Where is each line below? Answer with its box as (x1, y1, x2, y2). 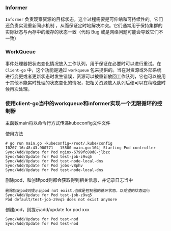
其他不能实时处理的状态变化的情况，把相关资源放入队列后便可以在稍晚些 (9, 79, 161, 85)
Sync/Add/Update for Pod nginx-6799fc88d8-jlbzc (5, 149, 110, 155)
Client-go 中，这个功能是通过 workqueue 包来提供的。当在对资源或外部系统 (5, 67, 162, 73)
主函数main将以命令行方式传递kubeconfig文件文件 (5, 120, 111, 126)
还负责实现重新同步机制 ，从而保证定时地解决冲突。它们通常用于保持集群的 (5, 22, 163, 29)
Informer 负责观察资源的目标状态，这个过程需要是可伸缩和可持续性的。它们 (5, 16, 163, 22)
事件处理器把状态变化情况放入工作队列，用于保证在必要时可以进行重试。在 (5, 60, 161, 67)
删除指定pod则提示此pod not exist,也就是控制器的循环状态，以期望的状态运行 (5, 188, 150, 193)
